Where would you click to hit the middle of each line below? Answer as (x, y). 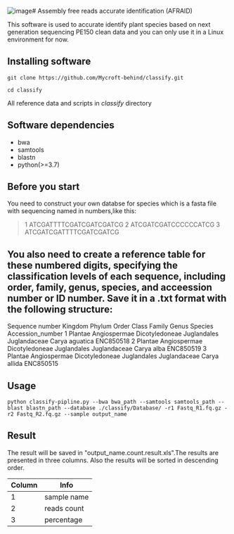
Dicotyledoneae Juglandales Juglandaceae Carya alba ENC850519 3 (107, 349)
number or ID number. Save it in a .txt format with (117, 298)
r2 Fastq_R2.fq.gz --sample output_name (67, 414)
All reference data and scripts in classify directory (80, 103)
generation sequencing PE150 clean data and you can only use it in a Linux (116, 32)
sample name (67, 497)
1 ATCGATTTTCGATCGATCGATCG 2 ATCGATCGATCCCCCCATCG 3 (122, 224)
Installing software (49, 62)
